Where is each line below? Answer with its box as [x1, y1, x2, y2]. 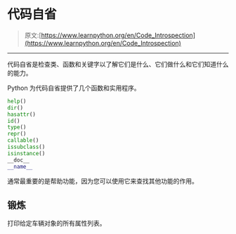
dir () [7, 104, 23, 111]
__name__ [7, 163, 33, 170]
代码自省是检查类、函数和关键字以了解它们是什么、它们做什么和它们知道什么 [7, 60, 229, 68]
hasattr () [7, 110, 37, 118]
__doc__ [7, 156, 30, 164]
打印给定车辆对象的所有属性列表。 [7, 219, 106, 228]
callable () [7, 137, 39, 144]
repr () [7, 131, 27, 138]
